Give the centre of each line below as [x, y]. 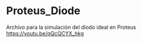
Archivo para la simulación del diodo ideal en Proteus [71, 27]
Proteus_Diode [43, 11]
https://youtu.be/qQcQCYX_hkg [45, 33]
